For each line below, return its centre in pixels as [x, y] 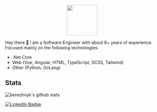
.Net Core [22, 57]
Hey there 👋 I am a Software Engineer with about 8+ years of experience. [79, 43]
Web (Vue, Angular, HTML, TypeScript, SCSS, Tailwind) [68, 62]
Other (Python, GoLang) [36, 67]
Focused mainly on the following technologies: [52, 48]
